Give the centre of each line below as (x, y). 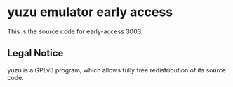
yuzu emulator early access (90, 12)
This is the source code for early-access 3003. (75, 31)
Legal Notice (35, 53)
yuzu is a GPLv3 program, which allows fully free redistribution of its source (117, 70)
